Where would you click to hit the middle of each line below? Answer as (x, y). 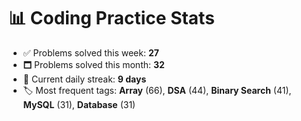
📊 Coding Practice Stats (111, 18)
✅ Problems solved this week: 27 (91, 52)
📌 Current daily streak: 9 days (84, 79)
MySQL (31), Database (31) (79, 104)
